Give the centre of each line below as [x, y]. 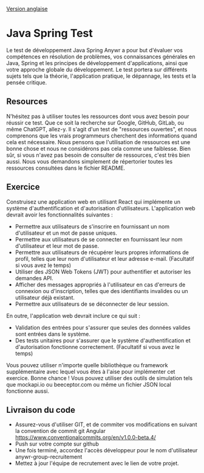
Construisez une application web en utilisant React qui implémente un [93, 202]
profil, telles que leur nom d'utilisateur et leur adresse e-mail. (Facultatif [104, 258]
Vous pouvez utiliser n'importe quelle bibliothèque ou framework [87, 365]
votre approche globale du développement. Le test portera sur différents [97, 69]
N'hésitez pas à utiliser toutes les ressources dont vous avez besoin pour [98, 116]
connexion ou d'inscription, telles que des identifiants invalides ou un [101, 291]
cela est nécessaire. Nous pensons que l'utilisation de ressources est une [98, 142]
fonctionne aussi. [28, 391]
